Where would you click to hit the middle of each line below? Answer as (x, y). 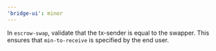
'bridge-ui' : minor (35, 13)
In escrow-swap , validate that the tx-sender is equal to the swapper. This (108, 33)
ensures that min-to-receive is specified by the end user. (88, 40)
